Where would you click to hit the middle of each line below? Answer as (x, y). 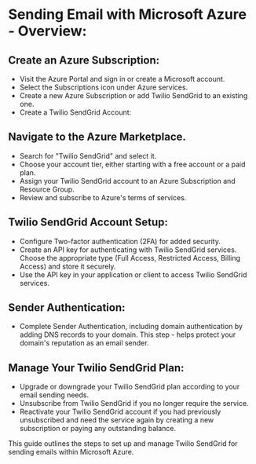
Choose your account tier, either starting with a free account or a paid (132, 164)
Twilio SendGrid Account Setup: (88, 223)
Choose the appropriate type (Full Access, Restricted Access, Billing (130, 258)
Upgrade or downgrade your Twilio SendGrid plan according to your (130, 387)
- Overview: (48, 31)
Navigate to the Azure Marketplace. (97, 137)
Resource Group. (47, 189)
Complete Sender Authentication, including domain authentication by (131, 327)
